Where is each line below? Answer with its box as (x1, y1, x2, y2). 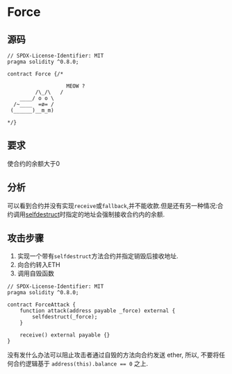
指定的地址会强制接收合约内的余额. (65, 210, 165, 219)
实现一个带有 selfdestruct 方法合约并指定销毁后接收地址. (17, 252, 179, 260)
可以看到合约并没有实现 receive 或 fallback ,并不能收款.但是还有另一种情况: (7, 201, 217, 210)
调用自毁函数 (17, 269, 54, 278)
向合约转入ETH (17, 261, 60, 269)
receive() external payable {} (19, 332, 110, 339)
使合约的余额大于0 (7, 159, 60, 167)
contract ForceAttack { (7, 301, 76, 309)
